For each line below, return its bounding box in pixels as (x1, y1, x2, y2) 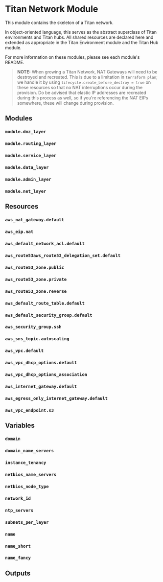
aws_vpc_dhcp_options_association (5, 372, 87, 377)
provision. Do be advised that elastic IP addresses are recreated (17, 90, 146, 95)
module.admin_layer (5, 176, 51, 182)
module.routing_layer (5, 141, 57, 146)
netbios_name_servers (5, 472, 57, 477)
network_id (5, 495, 31, 501)
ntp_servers (5, 508, 34, 513)
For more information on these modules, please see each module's (5, 54, 140, 60)
